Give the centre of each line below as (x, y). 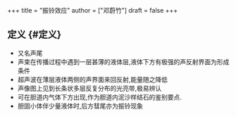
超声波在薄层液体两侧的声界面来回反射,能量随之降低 (92, 79)
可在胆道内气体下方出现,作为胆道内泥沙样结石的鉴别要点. (99, 97)
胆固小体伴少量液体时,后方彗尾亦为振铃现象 (80, 106)
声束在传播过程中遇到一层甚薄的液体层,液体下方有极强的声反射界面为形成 (123, 61)
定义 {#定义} (35, 35)
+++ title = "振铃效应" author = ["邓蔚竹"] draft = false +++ (93, 10)
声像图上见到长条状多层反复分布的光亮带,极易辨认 (89, 88)
